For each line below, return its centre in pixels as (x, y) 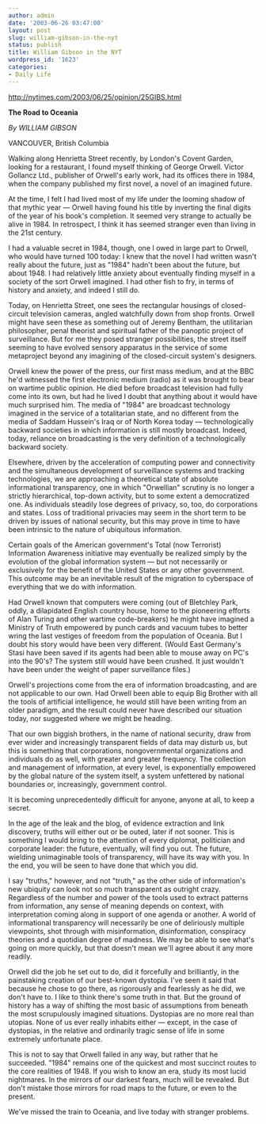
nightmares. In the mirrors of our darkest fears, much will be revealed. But (129, 1079)
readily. (20, 956)
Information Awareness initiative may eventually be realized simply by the (128, 553)
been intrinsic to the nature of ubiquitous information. (95, 529)
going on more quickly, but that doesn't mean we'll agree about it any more (131, 947)
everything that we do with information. (72, 587)
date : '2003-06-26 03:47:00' (56, 23)
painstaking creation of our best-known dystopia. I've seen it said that (122, 980)
